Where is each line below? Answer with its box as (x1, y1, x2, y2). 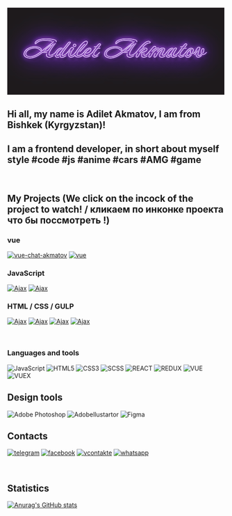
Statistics (7, 482, 50, 494)
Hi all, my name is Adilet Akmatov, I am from (7, 109, 201, 120)
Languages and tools (7, 348, 80, 358)
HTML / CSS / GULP (7, 302, 74, 311)
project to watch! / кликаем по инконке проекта (7, 203, 224, 215)
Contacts (7, 430, 49, 442)
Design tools (7, 391, 63, 404)
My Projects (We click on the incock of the (7, 192, 194, 204)
